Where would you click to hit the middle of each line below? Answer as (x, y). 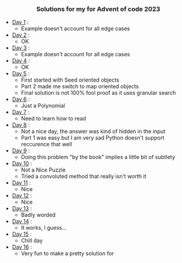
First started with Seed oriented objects (70, 80)
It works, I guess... (44, 228)
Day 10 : (22, 164)
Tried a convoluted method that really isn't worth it (83, 177)
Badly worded (38, 215)
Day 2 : (21, 35)
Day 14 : (22, 221)
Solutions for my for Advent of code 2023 (98, 9)
